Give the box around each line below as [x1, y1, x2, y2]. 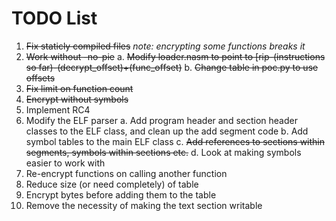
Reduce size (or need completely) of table [25, 178, 199, 190]
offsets [25, 72, 56, 84]
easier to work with [25, 157, 106, 169]
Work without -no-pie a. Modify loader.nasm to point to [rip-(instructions [25, 50, 326, 62]
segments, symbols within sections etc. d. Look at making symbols [25, 146, 302, 158]
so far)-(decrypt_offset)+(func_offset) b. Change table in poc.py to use [25, 61, 319, 73]
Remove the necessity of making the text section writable [25, 199, 263, 211]
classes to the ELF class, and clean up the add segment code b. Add [25, 125, 309, 137]
